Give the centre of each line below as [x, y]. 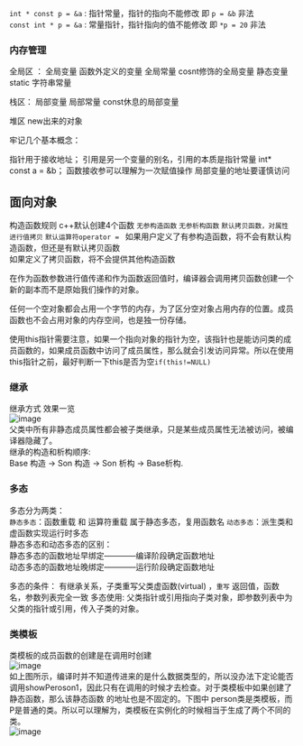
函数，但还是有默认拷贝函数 [68, 248]
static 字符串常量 [41, 83]
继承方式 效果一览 [42, 409]
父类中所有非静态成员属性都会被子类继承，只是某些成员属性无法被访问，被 [147, 429]
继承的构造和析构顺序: [50, 452]
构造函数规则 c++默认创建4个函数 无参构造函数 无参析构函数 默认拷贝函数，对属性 [149, 226]
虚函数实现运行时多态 [49, 533]
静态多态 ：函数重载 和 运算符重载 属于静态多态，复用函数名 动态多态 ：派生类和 [151, 521]
